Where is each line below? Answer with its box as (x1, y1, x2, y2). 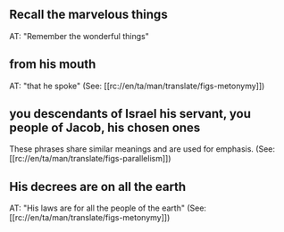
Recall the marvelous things (9, 7, 168, 22)
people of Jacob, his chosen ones (9, 120, 201, 136)
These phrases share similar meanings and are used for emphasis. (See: (9, 144, 275, 154)
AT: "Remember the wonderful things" (9, 30, 149, 41)
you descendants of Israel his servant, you (9, 106, 252, 121)
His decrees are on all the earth (9, 178, 187, 195)
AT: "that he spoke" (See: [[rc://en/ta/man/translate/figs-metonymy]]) (9, 80, 265, 91)
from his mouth (9, 57, 96, 72)
